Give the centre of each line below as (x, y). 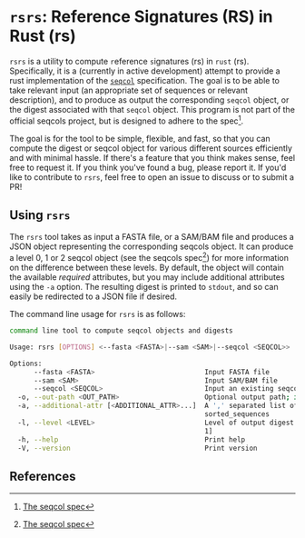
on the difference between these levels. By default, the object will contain (147, 268)
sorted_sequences (237, 414)
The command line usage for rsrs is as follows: (98, 314)
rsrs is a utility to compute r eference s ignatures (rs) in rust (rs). (129, 61)
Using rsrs (40, 215)
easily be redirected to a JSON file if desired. (93, 296)
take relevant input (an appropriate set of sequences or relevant (128, 90)
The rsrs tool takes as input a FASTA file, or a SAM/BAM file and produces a (152, 237)
